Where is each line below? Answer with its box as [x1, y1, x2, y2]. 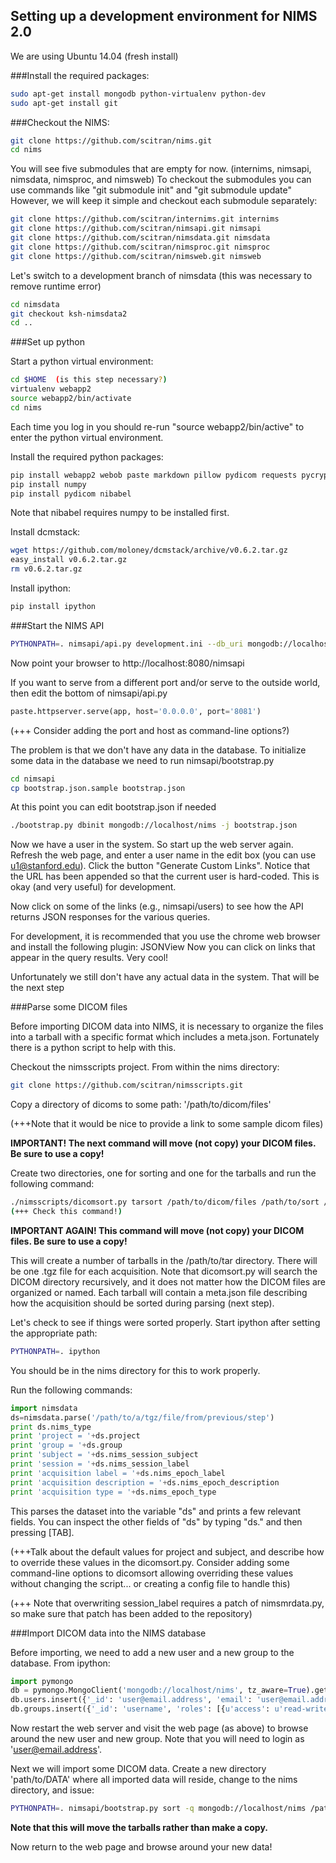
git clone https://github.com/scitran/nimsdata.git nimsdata [10, 233, 271, 243]
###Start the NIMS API [10, 619, 105, 631]
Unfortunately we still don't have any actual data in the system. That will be [10, 971, 320, 983]
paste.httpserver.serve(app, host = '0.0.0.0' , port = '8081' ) [10, 706, 262, 716]
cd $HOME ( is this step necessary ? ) [10, 375, 168, 385]
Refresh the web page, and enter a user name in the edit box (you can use [10, 849, 317, 861]
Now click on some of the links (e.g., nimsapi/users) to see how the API [10, 900, 304, 913]
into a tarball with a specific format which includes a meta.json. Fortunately [10, 1031, 320, 1043]
